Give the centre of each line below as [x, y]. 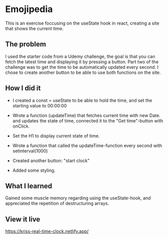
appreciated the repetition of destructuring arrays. [57, 203]
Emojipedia [29, 9]
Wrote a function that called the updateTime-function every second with [87, 145]
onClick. [21, 126]
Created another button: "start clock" [51, 160]
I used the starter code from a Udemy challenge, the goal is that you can [80, 56]
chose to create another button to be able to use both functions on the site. [83, 72]
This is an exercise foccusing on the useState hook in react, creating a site [82, 23]
